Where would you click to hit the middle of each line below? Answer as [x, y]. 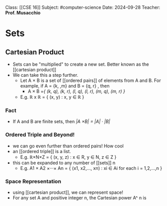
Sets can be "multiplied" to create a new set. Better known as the [81, 64]
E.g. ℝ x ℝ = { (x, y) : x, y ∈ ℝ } [52, 97]
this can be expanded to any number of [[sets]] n [64, 163]
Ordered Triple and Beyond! [40, 135]
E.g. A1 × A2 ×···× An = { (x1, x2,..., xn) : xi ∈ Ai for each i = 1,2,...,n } [91, 168]
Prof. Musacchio [23, 13]
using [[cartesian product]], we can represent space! [68, 192]
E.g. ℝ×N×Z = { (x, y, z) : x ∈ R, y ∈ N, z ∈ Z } [68, 157]
